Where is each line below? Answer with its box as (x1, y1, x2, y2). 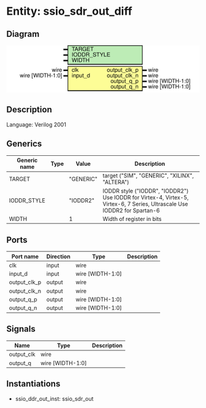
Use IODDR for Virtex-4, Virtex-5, (102, 193, 189, 201)
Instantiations (6, 379, 61, 389)
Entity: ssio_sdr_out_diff (6, 4, 133, 18)
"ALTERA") (102, 179, 130, 186)
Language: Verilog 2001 (6, 121, 66, 128)
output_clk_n (9, 287, 42, 294)
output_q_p (9, 296, 38, 303)
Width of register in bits (102, 215, 162, 222)
